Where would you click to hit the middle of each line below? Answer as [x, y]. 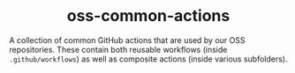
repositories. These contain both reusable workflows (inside [118, 49]
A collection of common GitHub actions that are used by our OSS [127, 40]
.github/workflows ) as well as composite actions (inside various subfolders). [148, 59]
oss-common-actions [148, 16]
